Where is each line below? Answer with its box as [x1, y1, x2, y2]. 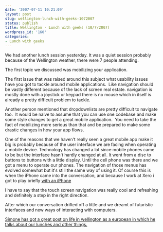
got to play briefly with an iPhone [5, 178, 72, 183]
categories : [5, 35, 29, 39]
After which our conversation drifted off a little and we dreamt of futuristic [5, 201, 153, 207]
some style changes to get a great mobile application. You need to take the [5, 116, 157, 122]
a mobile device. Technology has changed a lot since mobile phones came [5, 146, 155, 152]
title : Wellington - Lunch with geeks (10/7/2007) [5, 25, 110, 30]
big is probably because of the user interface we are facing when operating [5, 142, 157, 147]
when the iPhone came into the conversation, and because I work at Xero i [5, 172, 154, 178]
